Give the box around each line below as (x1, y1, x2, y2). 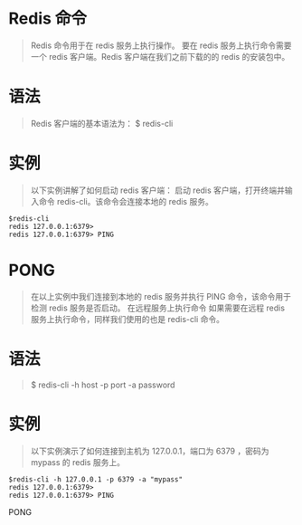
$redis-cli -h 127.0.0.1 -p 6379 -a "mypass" (8, 474, 183, 484)
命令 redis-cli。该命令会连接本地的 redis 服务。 (38, 196, 213, 206)
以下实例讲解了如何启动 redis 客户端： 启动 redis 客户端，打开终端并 (30, 185, 286, 196)
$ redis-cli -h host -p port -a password (30, 379, 175, 390)
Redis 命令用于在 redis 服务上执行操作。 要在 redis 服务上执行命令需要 (30, 40, 292, 51)
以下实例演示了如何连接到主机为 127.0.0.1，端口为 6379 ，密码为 (30, 445, 269, 456)
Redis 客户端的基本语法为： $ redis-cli (30, 118, 174, 129)
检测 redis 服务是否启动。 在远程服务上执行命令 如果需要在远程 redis (30, 302, 286, 313)
